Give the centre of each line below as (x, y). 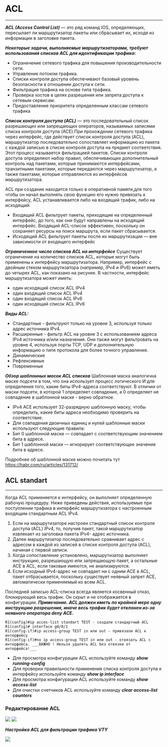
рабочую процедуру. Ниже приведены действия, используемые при (78, 503)
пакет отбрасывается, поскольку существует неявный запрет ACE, (84, 577)
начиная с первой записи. (40, 550)
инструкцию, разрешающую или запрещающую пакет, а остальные (85, 561)
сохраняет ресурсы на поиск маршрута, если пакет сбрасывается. (84, 231)
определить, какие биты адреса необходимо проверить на (76, 412)
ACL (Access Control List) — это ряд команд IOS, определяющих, (75, 27)
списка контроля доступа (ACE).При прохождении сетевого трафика (79, 131)
